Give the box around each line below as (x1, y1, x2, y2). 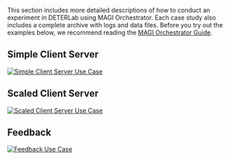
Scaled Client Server (7, 88, 99, 100)
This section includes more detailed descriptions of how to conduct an (7, 6, 210, 14)
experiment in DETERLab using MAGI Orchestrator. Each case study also (7, 13, 217, 22)
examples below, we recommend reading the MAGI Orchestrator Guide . (7, 28, 213, 36)
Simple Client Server (7, 48, 99, 60)
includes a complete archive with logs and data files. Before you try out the (7, 21, 224, 29)
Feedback (7, 126, 52, 139)
